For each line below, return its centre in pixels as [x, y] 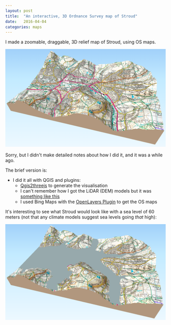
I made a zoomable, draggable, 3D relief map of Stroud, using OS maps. [81, 42]
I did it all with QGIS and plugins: [47, 180]
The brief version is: [26, 170]
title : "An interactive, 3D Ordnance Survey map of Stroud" [72, 16]
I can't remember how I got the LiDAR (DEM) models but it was [86, 191]
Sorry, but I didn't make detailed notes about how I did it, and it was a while [84, 155]
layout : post [19, 11]
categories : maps [24, 27]
